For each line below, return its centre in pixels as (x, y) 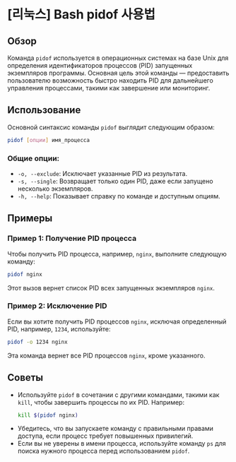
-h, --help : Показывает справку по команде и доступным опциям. (119, 196)
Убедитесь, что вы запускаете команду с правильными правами (116, 429)
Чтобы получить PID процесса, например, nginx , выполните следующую (117, 254)
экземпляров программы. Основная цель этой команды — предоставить (118, 73)
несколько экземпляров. (55, 189)
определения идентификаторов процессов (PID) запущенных (100, 65)
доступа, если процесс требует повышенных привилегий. (105, 436)
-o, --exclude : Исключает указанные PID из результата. (102, 173)
